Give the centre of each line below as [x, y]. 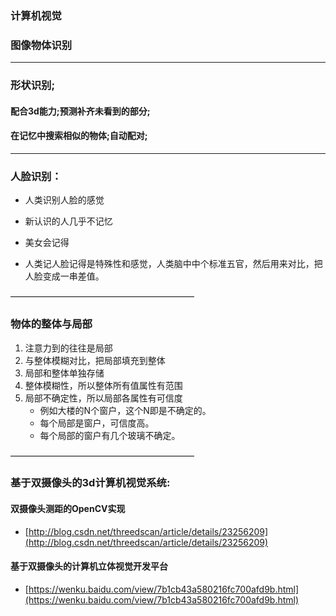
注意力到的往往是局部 [68, 348]
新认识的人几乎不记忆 [68, 221]
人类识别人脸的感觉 [64, 200]
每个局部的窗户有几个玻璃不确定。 [110, 435]
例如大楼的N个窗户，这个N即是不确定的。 [125, 410]
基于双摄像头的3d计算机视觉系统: [90, 483]
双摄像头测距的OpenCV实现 [68, 509]
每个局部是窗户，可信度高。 [97, 423]
